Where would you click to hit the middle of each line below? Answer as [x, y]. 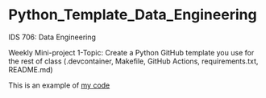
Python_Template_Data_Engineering [133, 15]
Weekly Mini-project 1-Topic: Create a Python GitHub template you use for [131, 52]
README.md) [31, 69]
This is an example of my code [59, 85]
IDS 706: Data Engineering [52, 37]
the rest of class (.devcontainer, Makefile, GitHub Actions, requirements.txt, [133, 61]
